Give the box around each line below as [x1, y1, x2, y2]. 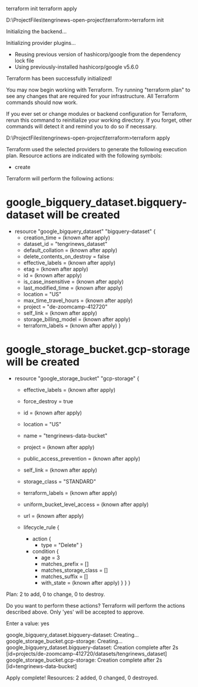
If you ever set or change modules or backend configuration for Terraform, [6, 111, 187, 117]
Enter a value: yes [6, 620, 49, 627]
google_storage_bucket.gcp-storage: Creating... [6, 637, 123, 644]
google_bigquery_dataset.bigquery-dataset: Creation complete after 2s [6, 644, 179, 651]
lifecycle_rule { [23, 523, 60, 531]
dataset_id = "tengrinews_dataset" [23, 240, 108, 247]
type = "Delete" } [41, 541, 82, 549]
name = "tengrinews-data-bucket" [23, 432, 108, 439]
